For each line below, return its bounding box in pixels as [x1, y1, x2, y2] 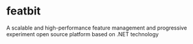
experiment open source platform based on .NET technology [6, 30, 159, 37]
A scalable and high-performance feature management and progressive [6, 24, 188, 31]
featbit [6, 4, 41, 18]
